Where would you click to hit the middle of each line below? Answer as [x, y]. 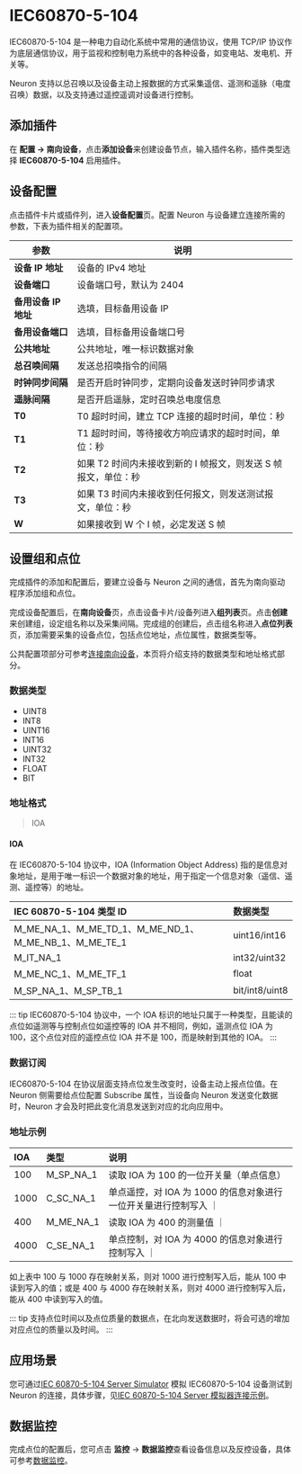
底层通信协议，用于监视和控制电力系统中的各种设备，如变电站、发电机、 [151, 53]
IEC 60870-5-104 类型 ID [71, 912]
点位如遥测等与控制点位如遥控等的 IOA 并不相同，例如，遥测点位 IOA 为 [142, 1026]
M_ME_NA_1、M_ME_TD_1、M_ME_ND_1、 [107, 929]
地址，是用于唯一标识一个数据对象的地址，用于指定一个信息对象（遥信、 [151, 876]
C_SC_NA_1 [71, 1198]
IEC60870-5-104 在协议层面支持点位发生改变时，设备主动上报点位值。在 [144, 1084]
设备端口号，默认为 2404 [130, 284]
